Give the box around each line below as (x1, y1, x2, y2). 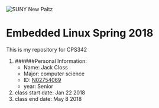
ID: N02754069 (23, 76, 61, 83)
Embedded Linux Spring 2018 (6, 27, 154, 40)
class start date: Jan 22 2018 (14, 89, 86, 96)
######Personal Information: (14, 57, 87, 65)
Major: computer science (23, 70, 85, 77)
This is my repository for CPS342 (6, 46, 87, 53)
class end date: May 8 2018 (14, 95, 82, 102)
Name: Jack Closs (23, 63, 68, 71)
